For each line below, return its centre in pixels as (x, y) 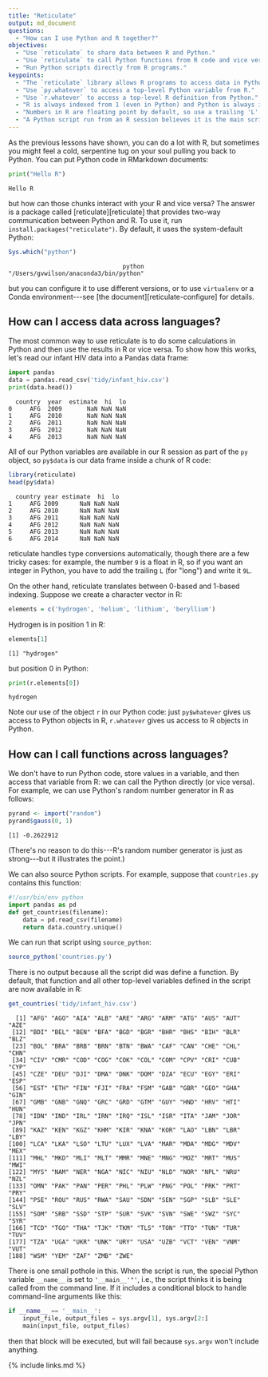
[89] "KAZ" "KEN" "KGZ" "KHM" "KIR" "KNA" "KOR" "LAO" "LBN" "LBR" (126, 1130)
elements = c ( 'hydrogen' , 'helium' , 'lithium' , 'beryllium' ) (112, 609)
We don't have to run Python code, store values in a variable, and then (124, 774)
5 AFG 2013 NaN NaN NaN (64, 531)
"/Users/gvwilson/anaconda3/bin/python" (77, 273)
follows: (21, 799)
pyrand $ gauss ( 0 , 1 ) (41, 821)
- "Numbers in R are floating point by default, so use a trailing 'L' (137, 113)
